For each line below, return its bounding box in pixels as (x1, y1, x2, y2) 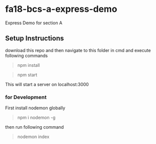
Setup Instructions (5, 34, 64, 43)
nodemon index (17, 134, 50, 140)
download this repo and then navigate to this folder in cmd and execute (5, 47, 151, 53)
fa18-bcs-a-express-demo (5, 3, 118, 15)
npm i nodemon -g (17, 115, 56, 121)
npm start (17, 72, 37, 78)
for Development (5, 94, 47, 100)
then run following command (5, 124, 64, 130)
